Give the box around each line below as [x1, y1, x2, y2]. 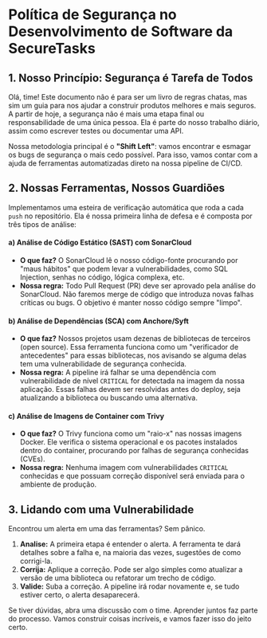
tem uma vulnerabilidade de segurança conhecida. [19, 359, 187, 369]
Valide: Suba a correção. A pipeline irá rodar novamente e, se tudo [19, 581, 240, 591]
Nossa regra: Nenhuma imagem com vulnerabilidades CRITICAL [19, 463, 229, 472]
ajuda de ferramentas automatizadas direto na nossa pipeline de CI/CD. [8, 159, 243, 168]
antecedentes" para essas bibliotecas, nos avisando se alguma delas [19, 350, 247, 360]
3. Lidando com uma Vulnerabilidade [8, 503, 194, 516]
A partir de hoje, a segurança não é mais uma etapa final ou [8, 109, 205, 119]
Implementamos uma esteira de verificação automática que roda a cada [8, 202, 245, 212]
